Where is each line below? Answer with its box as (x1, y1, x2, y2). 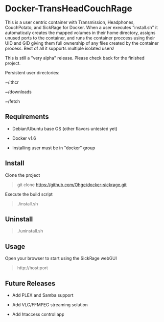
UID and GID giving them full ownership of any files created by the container (5, 40, 159, 46)
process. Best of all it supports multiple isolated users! (5, 45, 115, 51)
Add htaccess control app (12, 311, 65, 317)
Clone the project (5, 172, 40, 178)
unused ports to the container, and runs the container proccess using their (5, 35, 155, 41)
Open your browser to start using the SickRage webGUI (5, 256, 117, 261)
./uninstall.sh (17, 228, 43, 234)
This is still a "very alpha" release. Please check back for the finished (5, 55, 145, 61)
